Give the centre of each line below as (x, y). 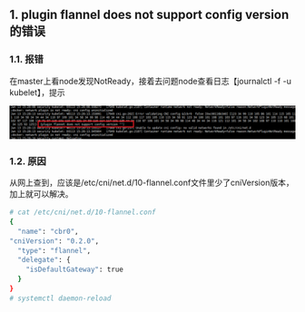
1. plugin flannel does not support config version (149, 15)
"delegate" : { (44, 260)
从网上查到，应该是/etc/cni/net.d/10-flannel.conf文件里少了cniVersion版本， (152, 183)
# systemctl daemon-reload (60, 298)
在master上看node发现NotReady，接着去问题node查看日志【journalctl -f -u (151, 81)
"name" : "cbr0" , (48, 231)
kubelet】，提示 (37, 92)
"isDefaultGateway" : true (75, 270)
